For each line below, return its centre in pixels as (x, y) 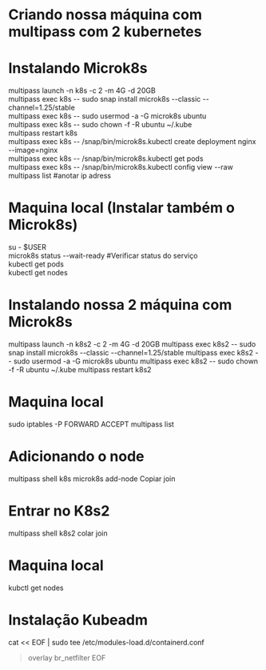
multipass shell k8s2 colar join (58, 533)
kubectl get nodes (38, 273)
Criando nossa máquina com (105, 15)
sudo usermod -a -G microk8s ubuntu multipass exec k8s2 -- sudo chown (135, 361)
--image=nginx (33, 150)
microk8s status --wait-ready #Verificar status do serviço (103, 256)
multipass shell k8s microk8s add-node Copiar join (92, 479)
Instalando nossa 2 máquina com (120, 305)
